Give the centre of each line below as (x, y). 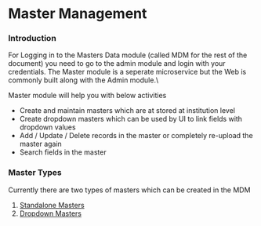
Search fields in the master (63, 152)
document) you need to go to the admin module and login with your (117, 64)
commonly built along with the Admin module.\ (83, 80)
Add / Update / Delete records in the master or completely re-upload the (136, 136)
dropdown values (47, 127)
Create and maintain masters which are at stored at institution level (127, 111)
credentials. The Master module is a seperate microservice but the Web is (127, 72)
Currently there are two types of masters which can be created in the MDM (129, 190)
